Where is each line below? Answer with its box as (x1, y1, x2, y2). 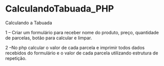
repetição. (5, 55, 27, 61)
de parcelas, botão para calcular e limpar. (5, 35, 92, 41)
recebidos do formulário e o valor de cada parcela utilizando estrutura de (5, 50, 158, 56)
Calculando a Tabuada (5, 20, 52, 26)
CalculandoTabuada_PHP (5, 3, 114, 15)
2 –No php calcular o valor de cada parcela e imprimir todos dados (5, 44, 145, 50)
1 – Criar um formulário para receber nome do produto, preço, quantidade (5, 29, 159, 35)
